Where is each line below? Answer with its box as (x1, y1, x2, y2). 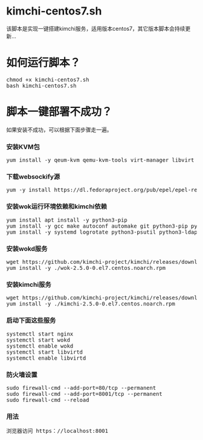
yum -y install (6, 187, 51, 194)
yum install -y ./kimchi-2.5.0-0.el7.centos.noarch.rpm (6, 301, 175, 307)
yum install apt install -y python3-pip (6, 216, 128, 223)
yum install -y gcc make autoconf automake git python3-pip (6, 222, 188, 229)
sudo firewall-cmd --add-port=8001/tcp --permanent (6, 391, 163, 397)
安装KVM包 (6, 142, 40, 151)
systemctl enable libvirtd (6, 354, 86, 362)
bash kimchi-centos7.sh (6, 82, 77, 89)
